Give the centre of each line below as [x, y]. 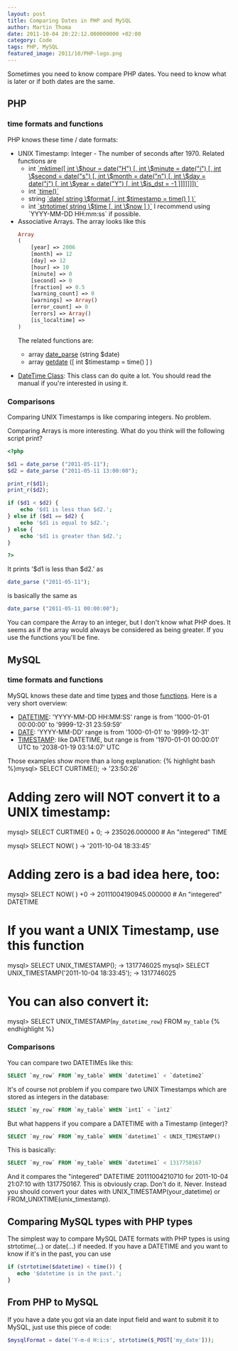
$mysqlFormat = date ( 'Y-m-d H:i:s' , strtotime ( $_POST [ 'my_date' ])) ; [111, 1340]
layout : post [27, 14]
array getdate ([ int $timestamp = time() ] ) [90, 362]
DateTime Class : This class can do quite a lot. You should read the [114, 375]
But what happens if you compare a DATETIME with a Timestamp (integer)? [118, 1123]
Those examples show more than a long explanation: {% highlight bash [111, 761]
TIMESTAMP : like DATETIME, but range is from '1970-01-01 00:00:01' [119, 739]
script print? [25, 438]
